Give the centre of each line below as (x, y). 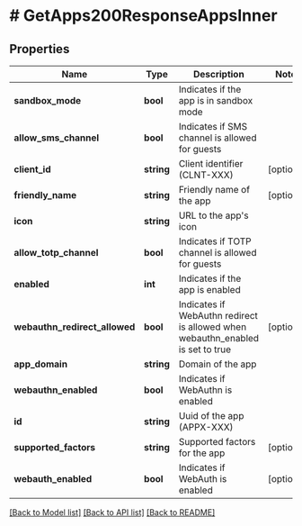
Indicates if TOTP (215, 241)
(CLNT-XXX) (206, 175)
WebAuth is (203, 479)
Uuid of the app (211, 416)
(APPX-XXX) (206, 427)
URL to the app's (213, 215)
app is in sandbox (216, 100)
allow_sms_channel (57, 138)
